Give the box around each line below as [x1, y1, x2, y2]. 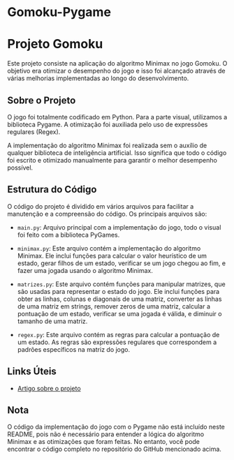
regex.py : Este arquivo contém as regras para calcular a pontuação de [17, 330, 220, 339]
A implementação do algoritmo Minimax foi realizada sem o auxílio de [7, 141, 207, 149]
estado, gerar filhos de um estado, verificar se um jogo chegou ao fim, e [17, 259, 226, 267]
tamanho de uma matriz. [17, 317, 88, 325]
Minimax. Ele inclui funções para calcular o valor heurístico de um [17, 251, 207, 260]
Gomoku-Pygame [7, 4, 112, 20]
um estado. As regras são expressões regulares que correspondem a [17, 338, 217, 346]
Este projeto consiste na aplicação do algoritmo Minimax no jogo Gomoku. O [7, 59, 228, 68]
